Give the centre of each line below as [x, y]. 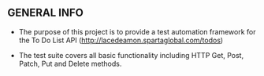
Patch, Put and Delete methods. [70, 63]
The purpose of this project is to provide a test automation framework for [137, 31]
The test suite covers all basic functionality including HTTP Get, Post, [131, 55]
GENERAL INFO [46, 13]
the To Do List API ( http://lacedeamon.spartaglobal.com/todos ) [121, 40]
